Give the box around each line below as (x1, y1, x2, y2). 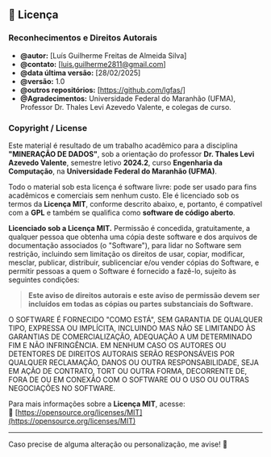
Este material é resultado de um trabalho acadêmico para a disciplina (8, 140, 238, 150)
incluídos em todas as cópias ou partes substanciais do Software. (27, 299, 254, 308)
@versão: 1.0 (19, 76, 65, 86)
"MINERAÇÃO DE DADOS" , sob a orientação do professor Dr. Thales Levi (8, 149, 255, 158)
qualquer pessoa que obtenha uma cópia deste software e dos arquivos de (8, 232, 258, 241)
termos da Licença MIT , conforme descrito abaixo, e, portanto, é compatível (8, 199, 263, 208)
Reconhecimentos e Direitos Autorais (8, 32, 157, 44)
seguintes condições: (8, 275, 80, 284)
